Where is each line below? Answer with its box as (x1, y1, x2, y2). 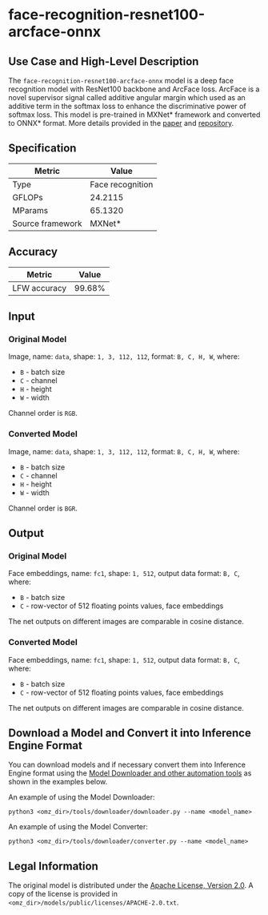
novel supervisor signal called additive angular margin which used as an (8, 93, 246, 102)
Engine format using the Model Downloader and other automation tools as (8, 768, 252, 778)
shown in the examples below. (8, 777, 108, 787)
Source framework (12, 218, 82, 229)
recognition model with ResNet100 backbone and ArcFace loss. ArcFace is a (8, 84, 260, 94)
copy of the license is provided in (8, 889, 118, 899)
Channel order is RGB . (8, 409, 78, 418)
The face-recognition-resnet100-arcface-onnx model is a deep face (8, 76, 234, 85)
